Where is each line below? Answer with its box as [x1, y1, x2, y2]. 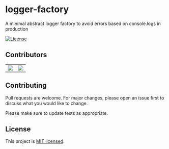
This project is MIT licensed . [5, 138, 65, 144]
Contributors [5, 51, 47, 59]
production [5, 26, 29, 32]
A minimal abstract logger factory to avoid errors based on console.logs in [5, 20, 161, 27]
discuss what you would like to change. [5, 100, 88, 106]
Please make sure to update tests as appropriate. [5, 110, 108, 116]
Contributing [5, 81, 47, 90]
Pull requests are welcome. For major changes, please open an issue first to [5, 94, 164, 101]
